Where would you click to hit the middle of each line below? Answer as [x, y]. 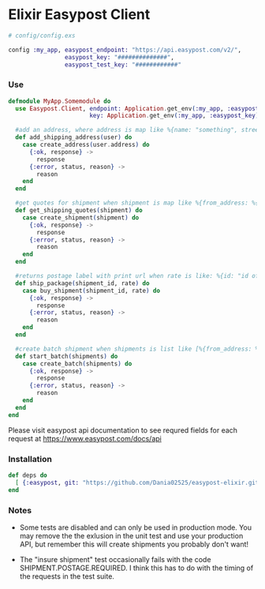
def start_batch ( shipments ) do [67, 356]
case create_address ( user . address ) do [86, 145]
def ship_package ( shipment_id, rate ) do [82, 283]
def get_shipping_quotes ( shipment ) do [79, 211]
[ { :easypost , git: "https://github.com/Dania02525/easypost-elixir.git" [139, 482]
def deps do [28, 475]
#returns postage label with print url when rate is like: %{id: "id [132, 276]
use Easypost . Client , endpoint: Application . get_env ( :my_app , [119, 108]
